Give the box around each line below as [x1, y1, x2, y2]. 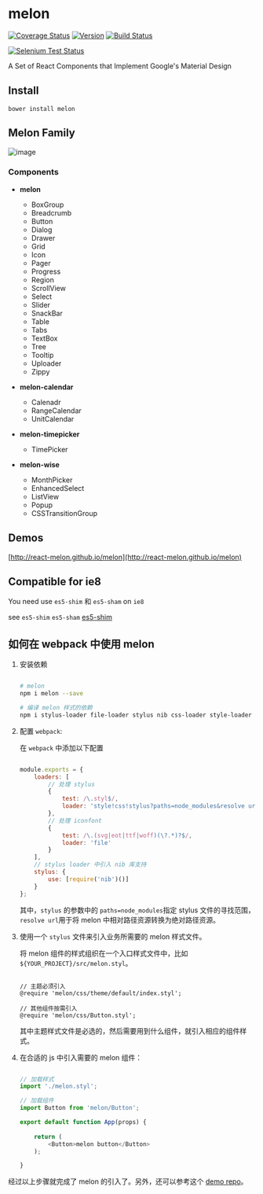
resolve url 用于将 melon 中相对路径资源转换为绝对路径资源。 [19, 915, 220, 924]
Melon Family [8, 127, 76, 140]
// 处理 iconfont [48, 816, 102, 824]
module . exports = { [19, 765, 84, 773]
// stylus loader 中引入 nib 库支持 [34, 860, 147, 869]
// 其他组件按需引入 [19, 1004, 78, 1012]
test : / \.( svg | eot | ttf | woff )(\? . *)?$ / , [61, 831, 192, 839]
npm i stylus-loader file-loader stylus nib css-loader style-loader [19, 711, 253, 719]
